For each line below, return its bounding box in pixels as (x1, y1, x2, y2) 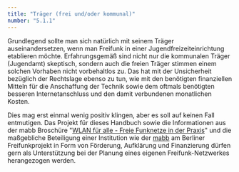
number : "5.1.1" (7, 17, 56, 24)
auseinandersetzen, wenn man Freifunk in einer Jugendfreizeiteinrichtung (7, 44, 225, 53)
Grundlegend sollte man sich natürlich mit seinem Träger (7, 36, 175, 45)
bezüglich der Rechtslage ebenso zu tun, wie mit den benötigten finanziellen (7, 74, 233, 82)
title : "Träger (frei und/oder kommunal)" (7, 10, 136, 18)
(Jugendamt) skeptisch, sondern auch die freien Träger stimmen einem (7, 59, 217, 68)
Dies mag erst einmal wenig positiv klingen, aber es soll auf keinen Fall (7, 111, 215, 119)
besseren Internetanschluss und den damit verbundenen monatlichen (7, 90, 212, 98)
